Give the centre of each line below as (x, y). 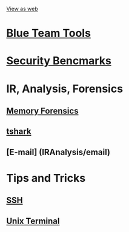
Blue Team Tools (48, 33)
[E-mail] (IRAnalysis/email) (58, 152)
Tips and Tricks (46, 178)
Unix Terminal (33, 221)
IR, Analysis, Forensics (64, 89)
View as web (22, 9)
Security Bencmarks (59, 61)
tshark (19, 132)
